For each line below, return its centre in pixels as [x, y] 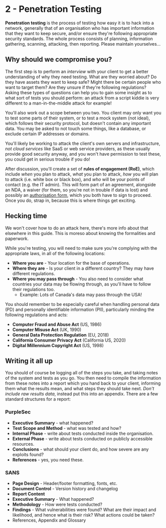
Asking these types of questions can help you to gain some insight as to [79, 92]
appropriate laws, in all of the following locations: [55, 253]
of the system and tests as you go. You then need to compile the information [83, 378]
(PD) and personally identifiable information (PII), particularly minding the [80, 309]
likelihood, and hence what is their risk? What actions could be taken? [83, 515]
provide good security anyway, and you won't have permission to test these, [83, 154]
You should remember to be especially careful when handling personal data [82, 304]
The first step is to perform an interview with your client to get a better [77, 71]
